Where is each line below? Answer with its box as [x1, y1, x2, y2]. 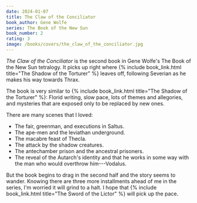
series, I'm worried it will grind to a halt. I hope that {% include [6, 184, 157, 191]
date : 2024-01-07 [6, 8, 49, 15]
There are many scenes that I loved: [6, 111, 93, 118]
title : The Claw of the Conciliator [6, 14, 96, 20]
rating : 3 [6, 36, 31, 42]
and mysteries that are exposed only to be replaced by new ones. [6, 100, 165, 107]
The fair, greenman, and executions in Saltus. [14, 123, 125, 130]
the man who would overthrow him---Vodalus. [14, 160, 127, 167]
